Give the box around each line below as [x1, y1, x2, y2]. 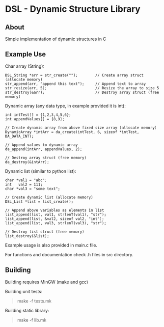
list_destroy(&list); [5, 233, 50, 239]
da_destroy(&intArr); [5, 160, 50, 164]
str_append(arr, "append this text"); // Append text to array [5, 81, 146, 86]
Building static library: [5, 307, 49, 313]
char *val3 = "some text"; [5, 186, 60, 191]
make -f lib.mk [17, 317, 47, 323]
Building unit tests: [5, 288, 43, 294]
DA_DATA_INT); [5, 134, 34, 138]
